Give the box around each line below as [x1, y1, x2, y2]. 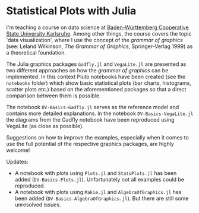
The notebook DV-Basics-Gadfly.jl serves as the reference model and [6, 103, 179, 110]
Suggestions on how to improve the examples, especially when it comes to [6, 133, 189, 141]
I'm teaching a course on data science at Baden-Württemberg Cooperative [6, 24, 189, 31]
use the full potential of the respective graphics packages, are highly [6, 140, 174, 147]
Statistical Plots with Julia [6, 4, 137, 18]
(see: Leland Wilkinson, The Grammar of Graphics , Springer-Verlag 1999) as [6, 43, 193, 50]
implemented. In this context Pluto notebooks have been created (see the [6, 73, 186, 80]
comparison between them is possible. [6, 92, 101, 99]
